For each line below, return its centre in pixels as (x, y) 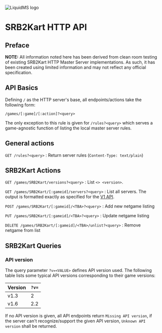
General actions (30, 143)
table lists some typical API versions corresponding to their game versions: (80, 275)
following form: (20, 104)
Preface (17, 45)
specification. (19, 73)
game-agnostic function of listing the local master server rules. (68, 128)
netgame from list (23, 230)
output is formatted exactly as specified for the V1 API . (60, 197)
